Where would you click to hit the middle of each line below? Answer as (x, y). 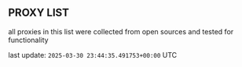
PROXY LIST (38, 13)
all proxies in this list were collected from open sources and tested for (121, 31)
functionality (28, 40)
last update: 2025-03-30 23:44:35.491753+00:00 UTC (93, 55)
